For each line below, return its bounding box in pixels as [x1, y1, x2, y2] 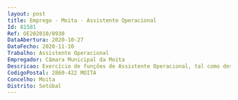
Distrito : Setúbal [7, 82, 62, 89]
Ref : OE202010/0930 [7, 30, 65, 37]
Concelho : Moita [7, 75, 55, 83]
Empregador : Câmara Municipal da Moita [7, 56, 125, 63]
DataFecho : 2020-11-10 [7, 43, 74, 50]
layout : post [7, 10, 46, 18]
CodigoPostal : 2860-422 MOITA [7, 69, 97, 76]
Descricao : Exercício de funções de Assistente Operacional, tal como [7, 63, 220, 70]
